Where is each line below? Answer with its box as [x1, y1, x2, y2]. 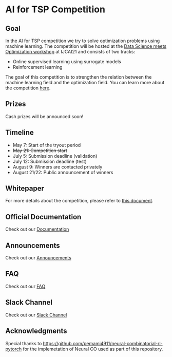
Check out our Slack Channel [5, 312, 67, 318]
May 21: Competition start [12, 147, 68, 154]
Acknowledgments [5, 327, 68, 335]
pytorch [5, 346, 22, 352]
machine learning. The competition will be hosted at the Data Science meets [5, 43, 167, 49]
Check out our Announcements [5, 255, 72, 261]
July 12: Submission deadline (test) [12, 158, 87, 164]
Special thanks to [5, 340, 42, 346]
